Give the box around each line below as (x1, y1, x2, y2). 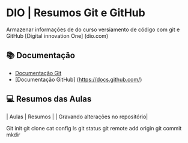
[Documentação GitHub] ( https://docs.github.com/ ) (14, 76, 142, 83)
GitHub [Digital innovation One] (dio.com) (6, 32, 109, 39)
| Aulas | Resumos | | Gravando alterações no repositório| (6, 113, 148, 120)
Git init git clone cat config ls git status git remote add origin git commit (6, 124, 182, 132)
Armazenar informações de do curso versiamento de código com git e (6, 26, 180, 33)
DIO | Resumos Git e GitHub (6, 6, 145, 20)
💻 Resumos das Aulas (6, 94, 92, 105)
